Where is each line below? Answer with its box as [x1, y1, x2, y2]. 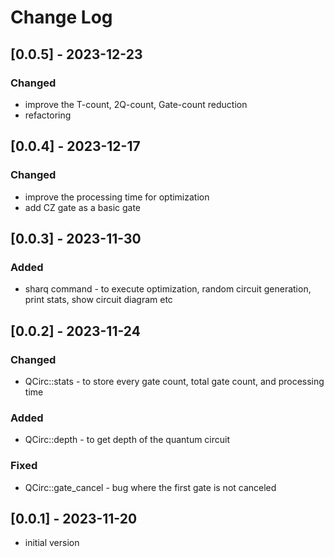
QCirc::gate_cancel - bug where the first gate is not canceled [24, 481, 277, 493]
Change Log [10, 6, 113, 29]
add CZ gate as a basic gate [24, 201, 142, 213]
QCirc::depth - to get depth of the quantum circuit [24, 434, 231, 446]
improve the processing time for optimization [24, 191, 210, 203]
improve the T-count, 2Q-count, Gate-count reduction [24, 98, 248, 110]
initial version [24, 537, 80, 549]
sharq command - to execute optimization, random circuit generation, [24, 283, 312, 295]
